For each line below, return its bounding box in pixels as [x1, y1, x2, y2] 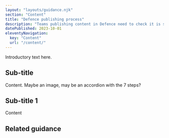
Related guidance [5, 124, 61, 133]
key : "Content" [10, 36, 42, 41]
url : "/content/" [10, 40, 46, 45]
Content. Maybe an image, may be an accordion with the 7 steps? [5, 82, 141, 88]
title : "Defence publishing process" [5, 17, 84, 22]
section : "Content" [5, 12, 46, 17]
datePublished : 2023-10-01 [5, 26, 62, 31]
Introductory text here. [5, 54, 52, 60]
